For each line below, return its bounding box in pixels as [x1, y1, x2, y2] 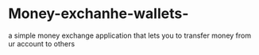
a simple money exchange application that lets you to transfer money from [8, 31, 252, 40]
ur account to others [8, 38, 75, 48]
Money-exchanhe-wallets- [8, 5, 189, 23]
